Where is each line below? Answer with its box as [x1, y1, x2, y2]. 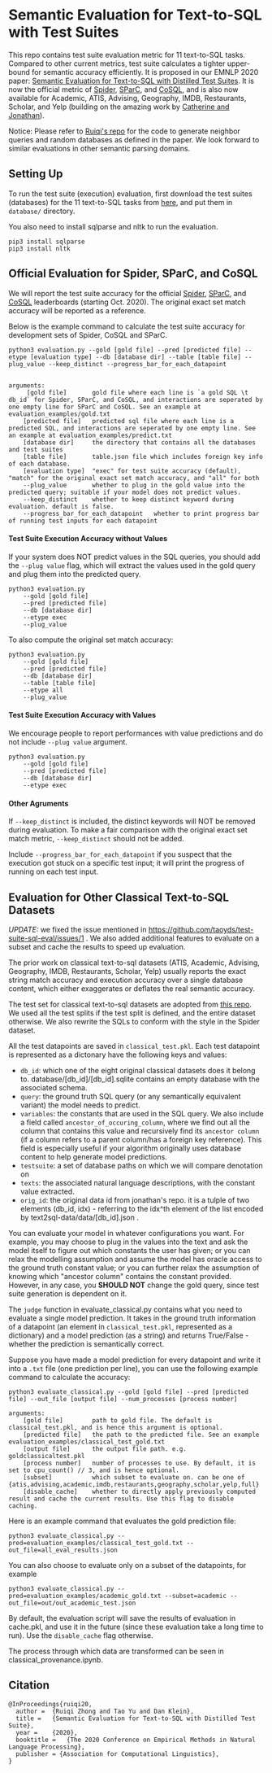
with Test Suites [8, 23, 119, 41]
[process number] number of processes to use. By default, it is [23, 1459, 256, 1467]
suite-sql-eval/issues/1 [8, 933, 84, 943]
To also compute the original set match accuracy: [8, 635, 174, 644]
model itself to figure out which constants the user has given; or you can [8, 1245, 251, 1255]
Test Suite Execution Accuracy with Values [8, 710, 157, 720]
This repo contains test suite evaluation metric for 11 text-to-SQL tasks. [8, 50, 246, 59]
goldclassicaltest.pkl [8, 1452, 85, 1460]
